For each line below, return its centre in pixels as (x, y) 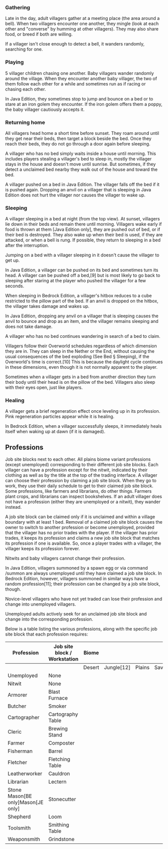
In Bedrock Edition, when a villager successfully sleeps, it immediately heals (83, 426)
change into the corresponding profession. (49, 619)
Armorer (17, 695)
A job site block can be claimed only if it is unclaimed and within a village (80, 517)
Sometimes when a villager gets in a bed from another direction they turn (80, 377)
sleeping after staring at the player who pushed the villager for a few (76, 281)
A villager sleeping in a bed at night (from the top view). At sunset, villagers (82, 219)
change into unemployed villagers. (41, 604)
